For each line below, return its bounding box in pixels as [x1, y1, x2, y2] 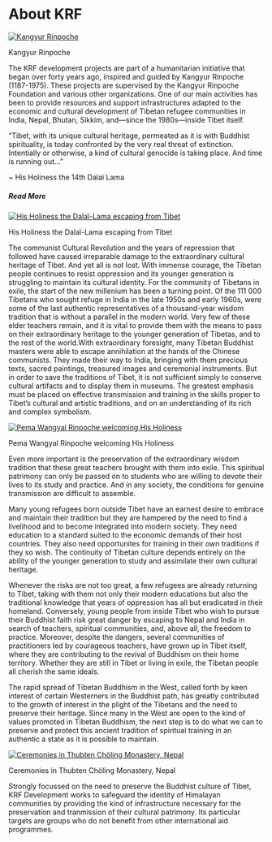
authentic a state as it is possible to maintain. [8, 734, 159, 744]
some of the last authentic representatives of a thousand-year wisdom [8, 303, 244, 313]
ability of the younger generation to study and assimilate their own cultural [8, 555, 257, 565]
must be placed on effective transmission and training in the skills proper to [8, 389, 261, 399]
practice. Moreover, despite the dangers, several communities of [8, 632, 225, 641]
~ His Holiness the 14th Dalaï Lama [8, 172, 124, 182]
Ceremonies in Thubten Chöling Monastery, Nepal [8, 765, 176, 775]
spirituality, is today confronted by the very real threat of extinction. [8, 139, 234, 149]
